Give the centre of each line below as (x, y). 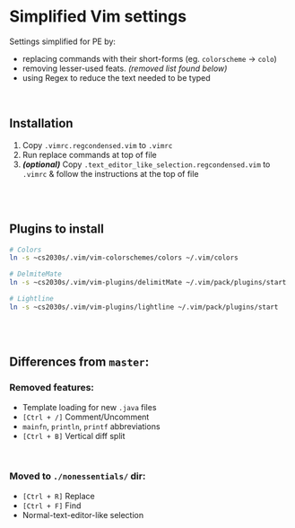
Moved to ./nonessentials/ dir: (78, 476)
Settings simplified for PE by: (63, 41)
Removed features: (52, 388)
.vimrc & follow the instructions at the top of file (110, 173)
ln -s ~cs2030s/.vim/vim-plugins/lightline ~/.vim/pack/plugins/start (144, 307)
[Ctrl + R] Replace (59, 496)
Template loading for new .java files (89, 407)
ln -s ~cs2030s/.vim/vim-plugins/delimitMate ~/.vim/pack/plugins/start (148, 283)
